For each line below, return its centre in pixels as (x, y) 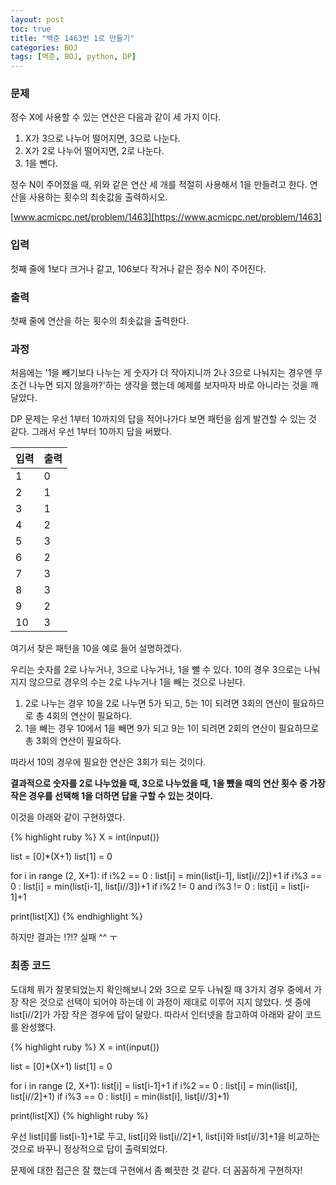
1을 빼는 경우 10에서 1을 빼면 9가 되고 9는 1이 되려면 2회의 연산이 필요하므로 (172, 728)
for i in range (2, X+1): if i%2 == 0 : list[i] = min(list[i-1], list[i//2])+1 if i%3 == (166, 876)
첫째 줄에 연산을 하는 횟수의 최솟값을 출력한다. (100, 321)
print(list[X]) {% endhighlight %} (76, 917)
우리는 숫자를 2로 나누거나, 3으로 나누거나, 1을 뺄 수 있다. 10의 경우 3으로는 (156, 670)
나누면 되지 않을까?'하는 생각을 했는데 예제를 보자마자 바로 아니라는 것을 (168, 385)
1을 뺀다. (41, 163)
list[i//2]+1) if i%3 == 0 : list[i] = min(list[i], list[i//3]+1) (120, 1096)
